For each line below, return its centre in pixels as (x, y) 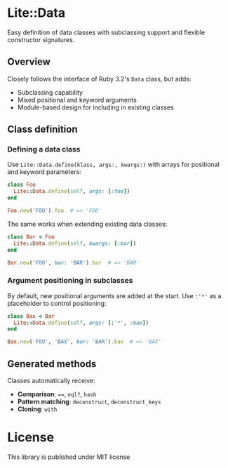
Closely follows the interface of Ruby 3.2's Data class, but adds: (99, 79)
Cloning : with (37, 409)
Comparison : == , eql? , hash (57, 394)
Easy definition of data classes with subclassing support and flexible (106, 32)
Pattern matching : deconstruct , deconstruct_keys (89, 402)
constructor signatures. (41, 39)
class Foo (22, 185)
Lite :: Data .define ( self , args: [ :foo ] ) (72, 192)
